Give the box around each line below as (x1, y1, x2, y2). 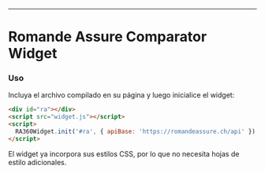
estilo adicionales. (8, 157, 67, 167)
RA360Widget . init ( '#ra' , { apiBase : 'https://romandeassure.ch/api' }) (15, 127, 256, 136)
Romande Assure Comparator (8, 28, 207, 46)
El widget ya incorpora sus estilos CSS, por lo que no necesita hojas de (8, 149, 240, 158)
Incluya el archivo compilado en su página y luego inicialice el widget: (8, 90, 235, 100)
